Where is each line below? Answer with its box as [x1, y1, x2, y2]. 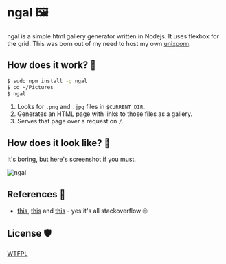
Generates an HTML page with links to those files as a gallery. [16, 110, 192, 118]
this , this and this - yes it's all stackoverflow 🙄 [16, 206, 148, 215]
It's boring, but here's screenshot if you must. [7, 155, 136, 164]
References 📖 [7, 189, 66, 200]
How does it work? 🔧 [7, 59, 96, 71]
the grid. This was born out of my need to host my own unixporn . [7, 39, 191, 47]
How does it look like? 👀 [7, 137, 111, 149]
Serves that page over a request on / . [16, 117, 124, 125]
